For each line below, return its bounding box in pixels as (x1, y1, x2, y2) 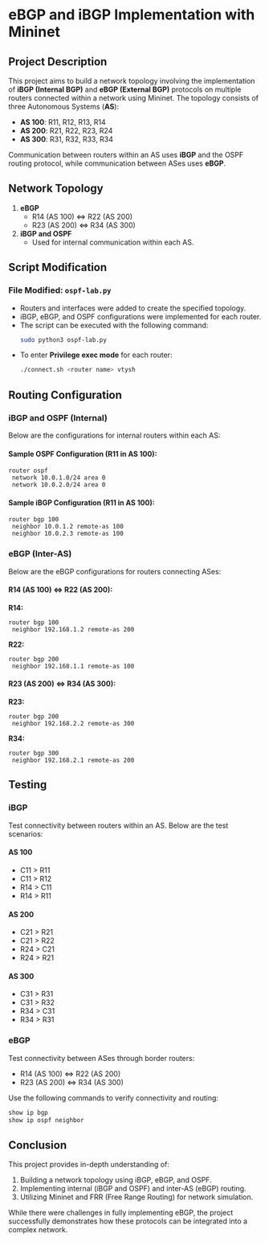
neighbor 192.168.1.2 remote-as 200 (11, 625, 135, 633)
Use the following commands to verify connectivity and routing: (8, 1092, 219, 1103)
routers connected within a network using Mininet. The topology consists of (8, 93, 259, 102)
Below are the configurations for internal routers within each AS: (8, 430, 221, 440)
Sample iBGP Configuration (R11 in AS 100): (8, 497, 155, 508)
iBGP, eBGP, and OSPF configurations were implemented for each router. (19, 311, 262, 321)
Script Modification (8, 261, 108, 274)
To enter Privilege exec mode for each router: (19, 350, 173, 360)
